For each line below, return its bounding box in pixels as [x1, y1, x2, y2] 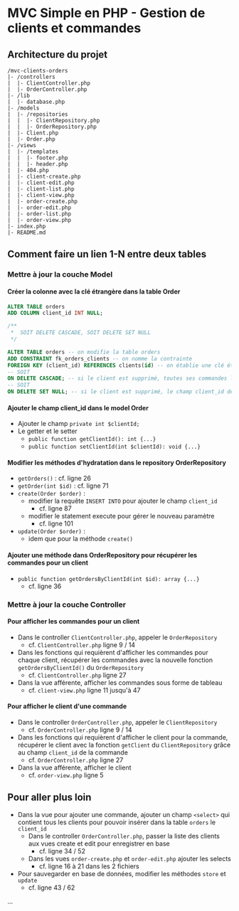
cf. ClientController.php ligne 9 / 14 [28, 640, 136, 649]
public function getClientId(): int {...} [28, 436, 156, 443]
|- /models [7, 105, 40, 112]
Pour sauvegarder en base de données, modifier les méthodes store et [17, 869, 226, 878]
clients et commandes [7, 20, 142, 36]
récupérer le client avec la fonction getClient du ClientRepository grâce [17, 740, 231, 749]
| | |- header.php [7, 161, 69, 168]
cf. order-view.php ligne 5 [28, 770, 105, 779]
